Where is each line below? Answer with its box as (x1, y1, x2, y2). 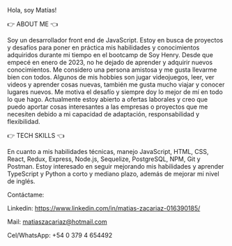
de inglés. (7, 177, 36, 185)
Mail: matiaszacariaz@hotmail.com (7, 217, 107, 226)
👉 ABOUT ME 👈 (7, 20, 59, 28)
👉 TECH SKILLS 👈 (7, 132, 65, 139)
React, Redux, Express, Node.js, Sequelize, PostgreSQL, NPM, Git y (7, 155, 201, 163)
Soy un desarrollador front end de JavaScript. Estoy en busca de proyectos (7, 36, 224, 44)
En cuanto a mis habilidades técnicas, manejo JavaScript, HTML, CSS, (7, 148, 209, 155)
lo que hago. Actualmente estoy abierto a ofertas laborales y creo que (7, 95, 208, 103)
